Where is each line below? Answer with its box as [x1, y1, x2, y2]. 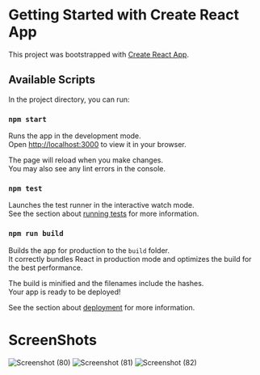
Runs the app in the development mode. [8, 131, 141, 141]
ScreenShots [8, 331, 97, 349]
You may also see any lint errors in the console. [8, 164, 166, 174]
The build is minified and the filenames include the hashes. [8, 278, 204, 288]
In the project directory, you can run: [8, 95, 130, 104]
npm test [8, 183, 43, 193]
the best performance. [8, 263, 83, 272]
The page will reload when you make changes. [8, 155, 164, 165]
